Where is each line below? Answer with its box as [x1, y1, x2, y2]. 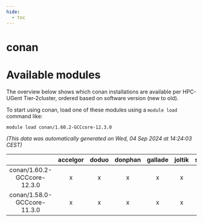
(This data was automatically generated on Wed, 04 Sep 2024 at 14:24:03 [6, 135, 192, 142]
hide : [6, 8, 20, 15]
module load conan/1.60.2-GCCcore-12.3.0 [6, 124, 112, 130]
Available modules [6, 68, 101, 81]
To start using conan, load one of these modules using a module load [6, 106, 178, 113]
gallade [147, 155, 169, 163]
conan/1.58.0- [9, 191, 53, 199]
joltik [174, 155, 189, 163]
